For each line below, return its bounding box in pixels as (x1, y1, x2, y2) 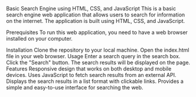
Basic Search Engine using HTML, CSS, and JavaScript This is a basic (6, 5, 176, 12)
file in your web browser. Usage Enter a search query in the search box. (6, 53, 181, 59)
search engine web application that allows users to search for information (6, 11, 185, 18)
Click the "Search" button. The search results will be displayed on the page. (6, 59, 191, 66)
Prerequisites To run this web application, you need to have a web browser (6, 29, 188, 36)
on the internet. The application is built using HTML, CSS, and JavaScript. (6, 18, 185, 24)
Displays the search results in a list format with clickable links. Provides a (6, 78, 184, 85)
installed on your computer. (6, 35, 73, 42)
